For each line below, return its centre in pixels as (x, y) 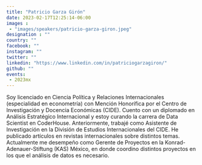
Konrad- (175, 142)
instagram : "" (24, 52)
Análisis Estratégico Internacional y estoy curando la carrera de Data (92, 117)
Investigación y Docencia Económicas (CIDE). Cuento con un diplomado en (101, 110)
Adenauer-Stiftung (30, 149)
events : (16, 74)
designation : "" (28, 35)
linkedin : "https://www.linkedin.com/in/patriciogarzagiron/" (87, 63)
